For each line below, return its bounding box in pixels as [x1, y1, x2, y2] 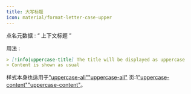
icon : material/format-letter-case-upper [6, 14, 112, 20]
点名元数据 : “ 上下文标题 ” [6, 31, 72, 39]
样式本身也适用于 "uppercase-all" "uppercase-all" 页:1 [6, 74, 138, 81]
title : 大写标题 [6, 8, 44, 15]
